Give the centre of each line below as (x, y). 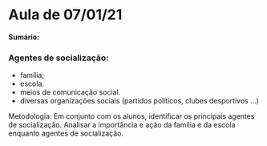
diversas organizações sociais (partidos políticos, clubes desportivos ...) (139, 101)
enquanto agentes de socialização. (66, 133)
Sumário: (24, 37)
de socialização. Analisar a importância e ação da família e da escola (122, 125)
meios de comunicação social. (70, 92)
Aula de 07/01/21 (65, 15)
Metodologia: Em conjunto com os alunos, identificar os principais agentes (131, 116)
